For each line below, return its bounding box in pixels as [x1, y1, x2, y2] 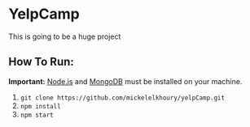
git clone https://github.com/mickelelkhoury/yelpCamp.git [20, 94, 226, 102]
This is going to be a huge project [8, 32, 121, 41]
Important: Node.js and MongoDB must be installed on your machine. [8, 76, 243, 86]
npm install [20, 102, 61, 110]
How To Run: [8, 55, 75, 69]
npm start [20, 111, 55, 119]
